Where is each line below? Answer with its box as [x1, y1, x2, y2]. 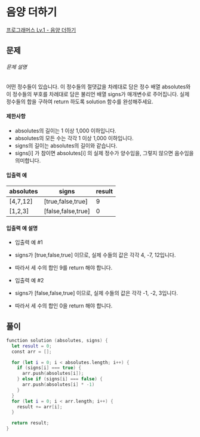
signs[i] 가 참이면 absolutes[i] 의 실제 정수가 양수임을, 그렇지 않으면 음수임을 [14, 149, 194, 156]
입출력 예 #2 [14, 277, 44, 284]
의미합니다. [14, 156, 41, 164]
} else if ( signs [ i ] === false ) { [17, 376, 103, 382]
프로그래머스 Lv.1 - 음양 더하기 [6, 26, 76, 33]
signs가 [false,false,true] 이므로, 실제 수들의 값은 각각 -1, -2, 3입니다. [14, 290, 178, 297]
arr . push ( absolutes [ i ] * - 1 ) [21, 381, 95, 388]
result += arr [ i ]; [17, 404, 63, 410]
